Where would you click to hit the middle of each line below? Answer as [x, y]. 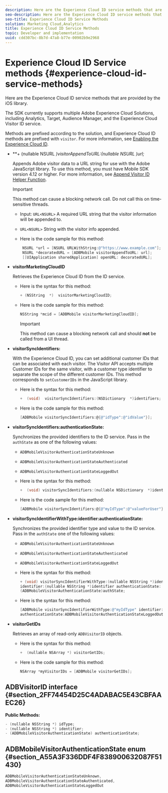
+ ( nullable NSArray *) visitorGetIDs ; [62, 653]
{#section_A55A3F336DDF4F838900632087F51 [83, 757]
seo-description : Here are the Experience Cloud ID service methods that [84, 15]
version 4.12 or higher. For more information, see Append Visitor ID [81, 174]
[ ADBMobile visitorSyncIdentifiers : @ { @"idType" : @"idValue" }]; [86, 418]
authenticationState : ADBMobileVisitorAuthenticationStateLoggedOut [91, 615]
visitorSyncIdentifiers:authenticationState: [58, 427]
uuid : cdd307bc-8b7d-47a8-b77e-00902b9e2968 [52, 38]
